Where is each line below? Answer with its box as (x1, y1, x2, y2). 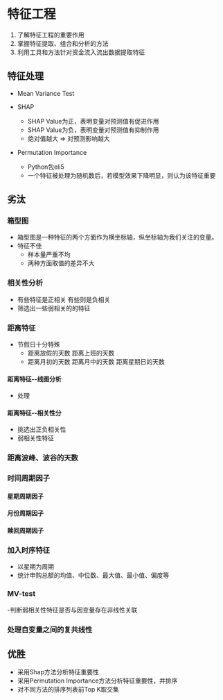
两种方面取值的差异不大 (27, 259, 95, 267)
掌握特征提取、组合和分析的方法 (17, 39, 109, 47)
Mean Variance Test (17, 89, 75, 97)
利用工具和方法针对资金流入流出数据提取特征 (17, 48, 145, 56)
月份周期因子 (7, 509, 44, 517)
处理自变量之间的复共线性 (7, 624, 93, 634)
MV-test (7, 589, 36, 599)
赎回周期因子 (7, 526, 44, 535)
